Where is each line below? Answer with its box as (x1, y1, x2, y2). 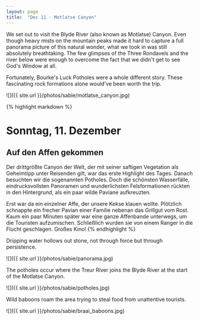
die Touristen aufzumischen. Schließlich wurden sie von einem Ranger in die (6, 219, 193, 226)
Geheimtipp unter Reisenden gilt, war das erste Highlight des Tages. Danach (6, 170, 193, 177)
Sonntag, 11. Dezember (6, 124, 121, 137)
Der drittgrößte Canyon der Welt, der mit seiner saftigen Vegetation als (6, 163, 179, 170)
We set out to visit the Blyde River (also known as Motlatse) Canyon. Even (6, 30, 187, 37)
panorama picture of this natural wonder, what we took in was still (6, 43, 168, 51)
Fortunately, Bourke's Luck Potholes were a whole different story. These (6, 74, 183, 81)
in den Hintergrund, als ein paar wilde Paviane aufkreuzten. (6, 189, 151, 196)
